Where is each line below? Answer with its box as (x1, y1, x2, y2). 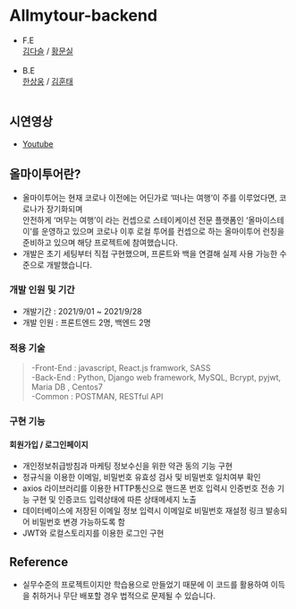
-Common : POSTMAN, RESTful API (30, 391, 164, 402)
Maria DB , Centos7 (30, 382, 103, 392)
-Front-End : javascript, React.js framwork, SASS (30, 363, 211, 373)
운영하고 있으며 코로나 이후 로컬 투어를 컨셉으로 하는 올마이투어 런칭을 (41, 226, 284, 236)
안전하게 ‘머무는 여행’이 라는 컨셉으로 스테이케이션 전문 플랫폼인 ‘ (21, 214, 249, 225)
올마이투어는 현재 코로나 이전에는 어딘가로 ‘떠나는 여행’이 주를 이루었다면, (21, 192, 277, 202)
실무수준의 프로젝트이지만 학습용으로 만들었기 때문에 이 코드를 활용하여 (21, 579, 269, 590)
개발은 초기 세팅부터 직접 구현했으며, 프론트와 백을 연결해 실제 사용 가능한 (21, 248, 278, 259)
